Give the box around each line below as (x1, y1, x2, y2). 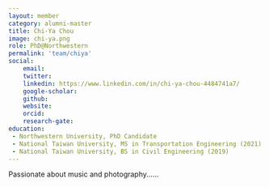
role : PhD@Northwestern (8, 42, 89, 50)
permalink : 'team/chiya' (8, 49, 92, 57)
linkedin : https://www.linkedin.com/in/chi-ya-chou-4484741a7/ (23, 79, 241, 87)
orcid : (23, 110, 45, 118)
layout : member (8, 11, 60, 20)
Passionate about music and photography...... (8, 169, 159, 179)
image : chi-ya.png (8, 34, 70, 43)
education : (8, 125, 45, 133)
